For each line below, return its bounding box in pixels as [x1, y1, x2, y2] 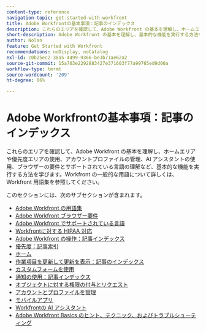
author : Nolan [6, 37, 43, 43]
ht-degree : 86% [6, 77, 45, 83]
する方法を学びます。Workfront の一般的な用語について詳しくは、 [11, 171, 178, 178]
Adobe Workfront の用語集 [15, 205, 83, 212]
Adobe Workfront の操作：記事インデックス [15, 235, 125, 243]
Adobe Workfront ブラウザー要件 [15, 212, 99, 219]
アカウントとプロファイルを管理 [15, 289, 96, 296]
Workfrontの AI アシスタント [15, 304, 87, 311]
